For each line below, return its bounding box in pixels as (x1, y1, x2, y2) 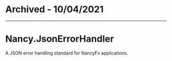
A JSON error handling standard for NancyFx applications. (5, 50, 128, 56)
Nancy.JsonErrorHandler (5, 33, 114, 45)
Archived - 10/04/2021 (5, 4, 104, 15)
